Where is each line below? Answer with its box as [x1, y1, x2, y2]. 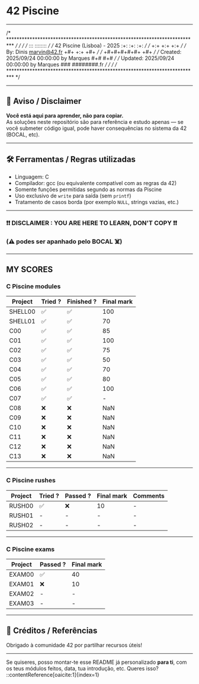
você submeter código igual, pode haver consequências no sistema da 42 [6, 125, 187, 132]
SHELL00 [9, 307, 36, 316]
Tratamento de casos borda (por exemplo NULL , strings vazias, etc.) [14, 198, 179, 205]
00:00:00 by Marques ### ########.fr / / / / [6, 61, 117, 68]
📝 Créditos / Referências [6, 626, 98, 636]
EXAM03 [9, 599, 34, 607]
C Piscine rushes [6, 476, 56, 485]
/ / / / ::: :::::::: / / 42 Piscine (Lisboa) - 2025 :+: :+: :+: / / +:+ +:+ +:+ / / [15, 42, 187, 49]
